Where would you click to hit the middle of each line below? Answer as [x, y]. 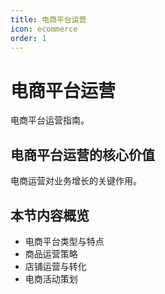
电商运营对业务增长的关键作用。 [76, 181]
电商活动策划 [51, 278]
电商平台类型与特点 [64, 241]
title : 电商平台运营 [48, 19]
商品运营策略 [51, 253]
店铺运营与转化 [55, 266]
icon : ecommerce [44, 29]
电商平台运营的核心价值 [82, 154]
